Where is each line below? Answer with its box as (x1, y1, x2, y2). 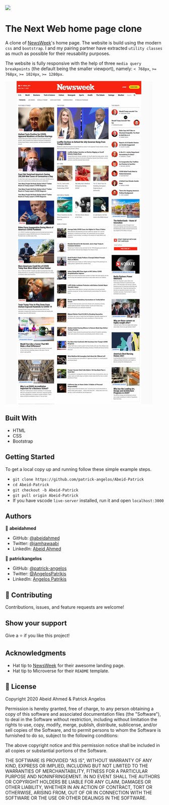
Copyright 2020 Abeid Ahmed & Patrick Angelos (5, 695, 106, 702)
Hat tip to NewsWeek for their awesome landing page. (12, 662, 125, 668)
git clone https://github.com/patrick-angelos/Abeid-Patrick (12, 477, 144, 482)
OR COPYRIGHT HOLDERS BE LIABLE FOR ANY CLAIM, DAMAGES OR (5, 779, 151, 785)
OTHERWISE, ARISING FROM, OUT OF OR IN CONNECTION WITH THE (5, 789, 152, 795)
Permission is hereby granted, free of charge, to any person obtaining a (5, 706, 154, 712)
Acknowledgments (5, 649, 67, 658)
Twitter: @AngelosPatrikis (12, 571, 67, 577)
